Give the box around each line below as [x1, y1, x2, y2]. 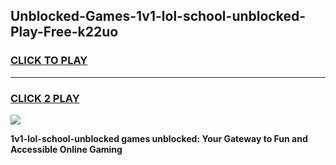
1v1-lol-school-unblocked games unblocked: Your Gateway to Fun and [10, 132, 308, 144]
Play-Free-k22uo [10, 24, 119, 41]
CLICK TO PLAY [10, 54, 88, 68]
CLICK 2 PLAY [10, 91, 80, 105]
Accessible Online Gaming [10, 143, 123, 155]
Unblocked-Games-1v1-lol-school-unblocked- [10, 8, 306, 25]
